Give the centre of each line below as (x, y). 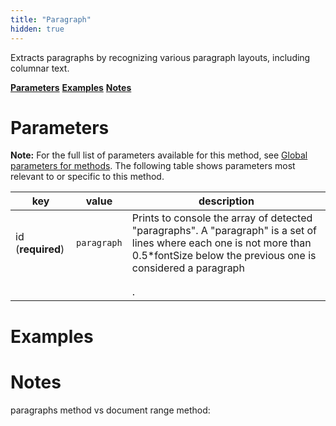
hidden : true (37, 29)
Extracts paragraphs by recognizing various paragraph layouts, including (160, 57)
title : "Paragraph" (51, 19)
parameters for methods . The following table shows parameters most (153, 166)
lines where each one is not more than (221, 243)
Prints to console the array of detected (222, 218)
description (226, 201)
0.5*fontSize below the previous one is (224, 256)
